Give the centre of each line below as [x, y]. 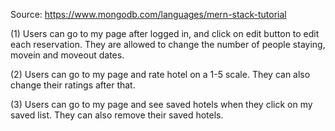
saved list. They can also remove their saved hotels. [117, 115]
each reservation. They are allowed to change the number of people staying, [168, 44]
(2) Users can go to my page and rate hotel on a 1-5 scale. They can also [160, 74]
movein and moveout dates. [67, 55]
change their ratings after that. [73, 85]
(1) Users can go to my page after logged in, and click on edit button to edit [165, 33]
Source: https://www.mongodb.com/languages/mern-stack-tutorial [148, 14]
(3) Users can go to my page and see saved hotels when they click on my [161, 104]
